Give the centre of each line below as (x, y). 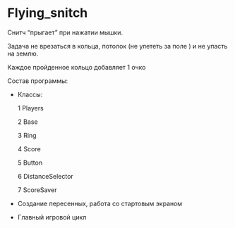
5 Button (30, 163)
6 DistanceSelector (46, 176)
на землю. (23, 53)
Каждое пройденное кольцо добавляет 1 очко (77, 67)
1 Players (30, 108)
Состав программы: (38, 81)
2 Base (28, 122)
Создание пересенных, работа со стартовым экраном (100, 203)
